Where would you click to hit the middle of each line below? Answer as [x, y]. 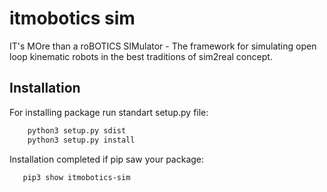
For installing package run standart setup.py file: [109, 112]
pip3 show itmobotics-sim [76, 177]
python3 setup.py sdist [77, 130]
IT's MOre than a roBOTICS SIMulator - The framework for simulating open [163, 46]
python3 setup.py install [81, 140]
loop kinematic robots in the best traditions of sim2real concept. [141, 56]
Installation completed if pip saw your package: [107, 159]
